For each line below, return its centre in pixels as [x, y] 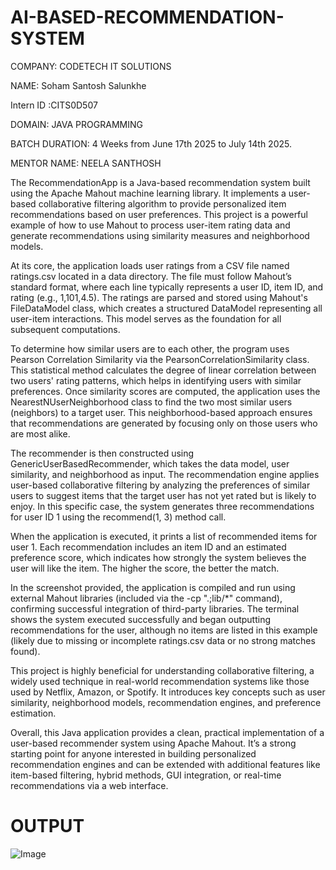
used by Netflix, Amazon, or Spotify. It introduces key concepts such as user [168, 692]
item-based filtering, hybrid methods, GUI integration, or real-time [146, 775]
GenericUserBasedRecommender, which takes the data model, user [150, 463]
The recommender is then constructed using [102, 453]
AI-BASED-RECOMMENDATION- [147, 17]
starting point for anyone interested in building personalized [133, 753]
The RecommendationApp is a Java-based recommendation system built [160, 182]
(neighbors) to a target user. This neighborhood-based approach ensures [161, 412]
